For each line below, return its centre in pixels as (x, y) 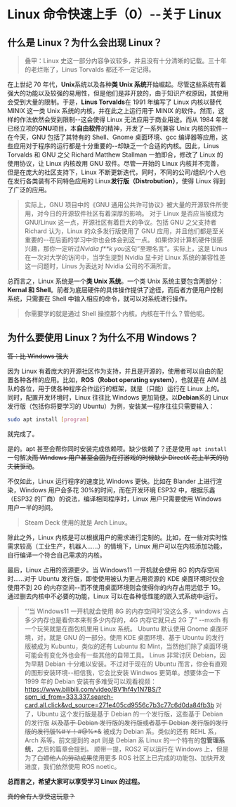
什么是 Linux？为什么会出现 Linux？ (85, 42)
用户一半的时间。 (32, 507)
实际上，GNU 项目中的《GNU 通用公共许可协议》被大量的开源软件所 (123, 205)
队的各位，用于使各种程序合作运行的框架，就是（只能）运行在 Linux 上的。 (115, 388)
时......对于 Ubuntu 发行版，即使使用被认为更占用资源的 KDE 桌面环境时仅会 (116, 578)
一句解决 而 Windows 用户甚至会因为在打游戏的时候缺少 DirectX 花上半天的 (115, 457)
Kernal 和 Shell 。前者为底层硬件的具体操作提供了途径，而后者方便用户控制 (115, 290)
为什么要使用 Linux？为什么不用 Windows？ (103, 338)
